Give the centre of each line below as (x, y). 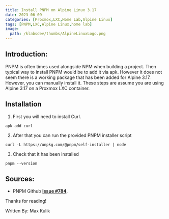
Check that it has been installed (46, 154)
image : (12, 29)
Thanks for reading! (26, 201)
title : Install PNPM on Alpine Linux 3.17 (51, 10)
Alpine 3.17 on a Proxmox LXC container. (48, 88)
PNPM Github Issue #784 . (40, 191)
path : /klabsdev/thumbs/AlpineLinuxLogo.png (58, 34)
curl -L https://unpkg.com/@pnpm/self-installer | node (66, 145)
